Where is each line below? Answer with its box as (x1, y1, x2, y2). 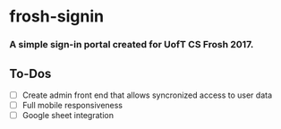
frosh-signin (9, 6, 105, 27)
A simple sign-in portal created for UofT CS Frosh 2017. (9, 39, 254, 51)
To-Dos (9, 65, 52, 82)
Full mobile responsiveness (21, 99, 123, 110)
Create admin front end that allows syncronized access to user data (21, 90, 273, 100)
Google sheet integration (21, 110, 115, 121)
